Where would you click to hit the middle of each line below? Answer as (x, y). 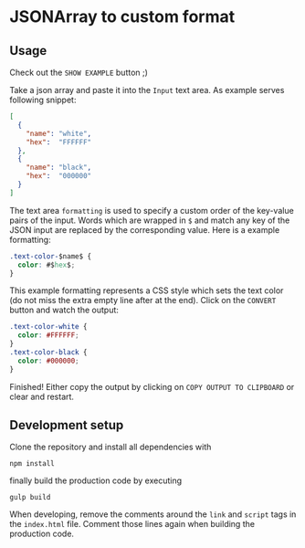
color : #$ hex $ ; (47, 265)
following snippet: (43, 100)
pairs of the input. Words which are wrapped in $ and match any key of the (150, 220)
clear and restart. (42, 396)
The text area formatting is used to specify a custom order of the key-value (152, 210)
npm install (32, 464)
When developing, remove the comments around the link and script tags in (153, 514)
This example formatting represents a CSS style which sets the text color (147, 290)
